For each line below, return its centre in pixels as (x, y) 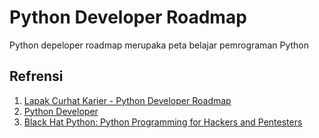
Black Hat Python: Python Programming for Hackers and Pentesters (163, 122)
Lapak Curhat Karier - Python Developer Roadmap (127, 100)
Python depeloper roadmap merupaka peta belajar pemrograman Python (159, 45)
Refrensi (36, 76)
